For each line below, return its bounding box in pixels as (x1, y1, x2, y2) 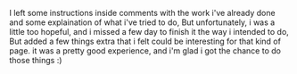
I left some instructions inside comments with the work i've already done (9, 8, 276, 18)
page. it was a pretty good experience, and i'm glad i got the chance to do (9, 45, 281, 56)
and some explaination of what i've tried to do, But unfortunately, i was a (9, 17, 276, 28)
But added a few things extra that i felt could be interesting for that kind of (9, 36, 281, 46)
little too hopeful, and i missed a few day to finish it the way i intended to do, (9, 27, 290, 37)
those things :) (9, 55, 62, 65)
